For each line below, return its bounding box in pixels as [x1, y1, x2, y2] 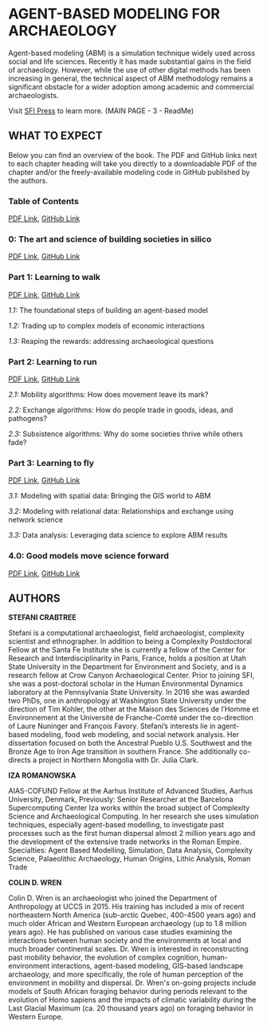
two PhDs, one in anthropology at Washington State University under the [8, 696, 247, 706]
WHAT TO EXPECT [8, 129, 103, 143]
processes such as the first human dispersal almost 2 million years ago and [8, 829, 256, 838]
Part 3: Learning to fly [8, 457, 94, 468]
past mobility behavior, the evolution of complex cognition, [8, 952, 201, 962]
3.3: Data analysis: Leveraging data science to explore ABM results [8, 530, 228, 540]
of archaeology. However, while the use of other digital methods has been [8, 65, 251, 74]
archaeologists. [8, 90, 59, 100]
